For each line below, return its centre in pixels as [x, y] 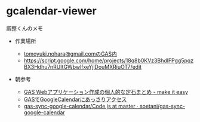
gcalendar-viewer [51, 11]
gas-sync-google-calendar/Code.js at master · [81, 106]
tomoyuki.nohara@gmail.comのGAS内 [70, 54]
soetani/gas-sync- [162, 106]
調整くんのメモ [24, 28]
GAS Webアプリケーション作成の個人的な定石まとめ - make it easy [106, 91]
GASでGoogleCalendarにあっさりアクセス [75, 99]
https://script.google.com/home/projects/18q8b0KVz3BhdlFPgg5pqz [109, 60]
